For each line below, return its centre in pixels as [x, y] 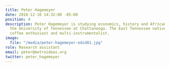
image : [12, 38]
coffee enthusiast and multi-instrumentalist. [60, 33]
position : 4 [18, 19]
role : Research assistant [32, 47]
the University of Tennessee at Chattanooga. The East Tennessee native [88, 29]
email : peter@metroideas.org [36, 52]
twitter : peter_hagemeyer [32, 57]
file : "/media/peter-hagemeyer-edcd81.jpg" [56, 43]
